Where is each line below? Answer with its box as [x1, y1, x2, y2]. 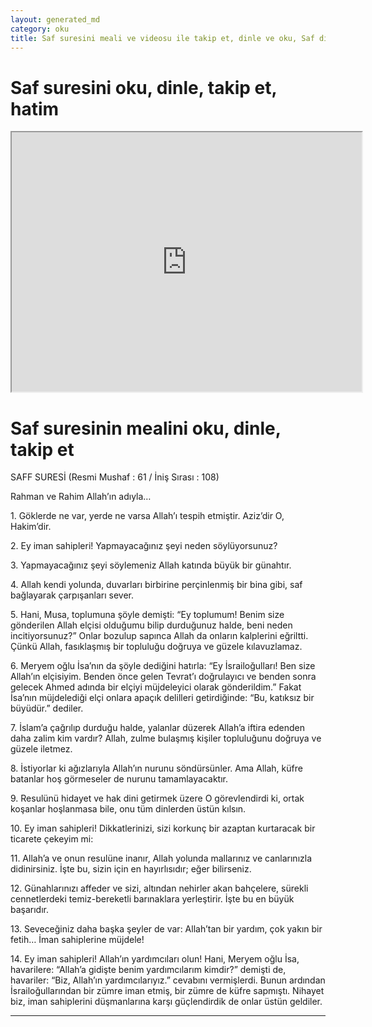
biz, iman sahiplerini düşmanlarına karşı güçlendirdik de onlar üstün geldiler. [10, 996, 323, 1008]
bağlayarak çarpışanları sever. [10, 589, 135, 601]
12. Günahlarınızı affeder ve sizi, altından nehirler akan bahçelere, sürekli [10, 882, 309, 895]
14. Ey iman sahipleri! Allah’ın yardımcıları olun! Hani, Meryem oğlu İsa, [10, 953, 300, 965]
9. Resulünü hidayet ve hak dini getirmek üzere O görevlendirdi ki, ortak [10, 792, 305, 805]
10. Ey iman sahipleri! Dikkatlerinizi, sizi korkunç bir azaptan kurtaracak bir [10, 822, 316, 835]
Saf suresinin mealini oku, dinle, [10, 417, 282, 440]
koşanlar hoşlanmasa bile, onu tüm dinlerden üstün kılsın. [10, 803, 247, 815]
